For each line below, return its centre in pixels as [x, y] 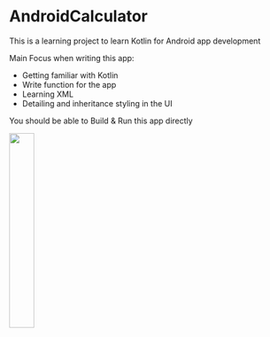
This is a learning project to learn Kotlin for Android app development [135, 41]
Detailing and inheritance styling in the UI [97, 103]
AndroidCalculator [78, 16]
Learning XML [47, 94]
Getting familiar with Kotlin [70, 75]
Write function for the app [69, 84]
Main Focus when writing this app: [72, 58]
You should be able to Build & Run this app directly [101, 121]
